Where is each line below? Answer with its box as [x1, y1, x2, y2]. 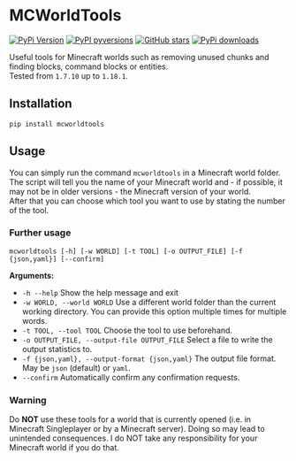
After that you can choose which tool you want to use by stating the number [9, 196, 285, 206]
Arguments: [9, 270, 55, 280]
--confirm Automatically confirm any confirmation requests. [21, 372, 240, 382]
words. [21, 315, 48, 326]
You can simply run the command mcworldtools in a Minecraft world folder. [9, 167, 281, 178]
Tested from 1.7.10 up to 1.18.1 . [9, 70, 128, 81]
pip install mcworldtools [9, 119, 104, 128]
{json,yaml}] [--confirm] [9, 254, 104, 264]
